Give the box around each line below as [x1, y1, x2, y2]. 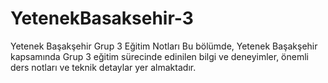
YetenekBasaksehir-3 [10, 7, 194, 30]
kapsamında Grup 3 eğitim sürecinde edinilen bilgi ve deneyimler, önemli [10, 50, 309, 62]
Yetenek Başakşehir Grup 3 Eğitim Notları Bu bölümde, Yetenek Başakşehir [10, 40, 318, 52]
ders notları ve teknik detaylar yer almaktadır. [10, 61, 197, 73]
